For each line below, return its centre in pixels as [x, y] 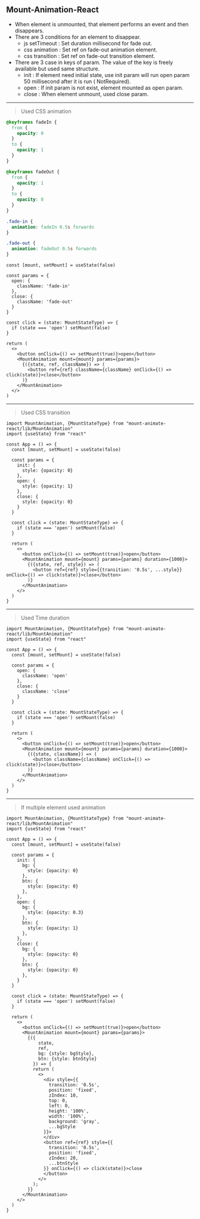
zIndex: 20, [63, 1158]
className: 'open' [45, 676]
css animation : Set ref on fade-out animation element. [90, 50]
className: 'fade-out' [45, 302]
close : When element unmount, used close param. [86, 94]
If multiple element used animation [63, 807]
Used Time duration [45, 618]
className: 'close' [46, 692]
